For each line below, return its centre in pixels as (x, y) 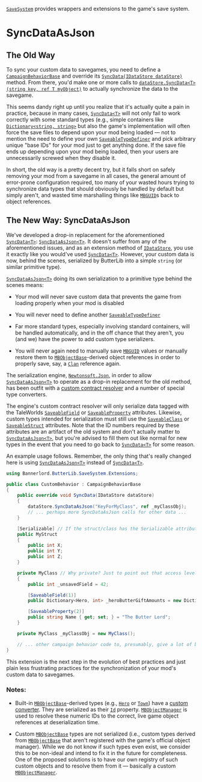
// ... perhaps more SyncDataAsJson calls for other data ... (107, 513)
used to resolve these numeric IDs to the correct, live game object (97, 716)
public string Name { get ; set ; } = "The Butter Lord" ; (99, 617)
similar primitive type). (34, 266)
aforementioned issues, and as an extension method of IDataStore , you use (100, 248)
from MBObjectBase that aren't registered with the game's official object (103, 740)
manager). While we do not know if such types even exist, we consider (103, 747)
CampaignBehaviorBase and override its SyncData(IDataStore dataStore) (94, 76)
